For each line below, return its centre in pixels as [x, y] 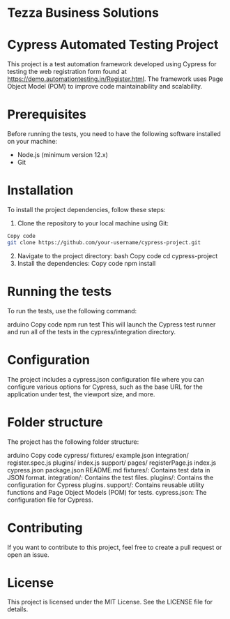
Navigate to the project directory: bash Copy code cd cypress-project [117, 255]
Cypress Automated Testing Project [113, 45]
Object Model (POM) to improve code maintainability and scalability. [105, 87]
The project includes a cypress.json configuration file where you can [106, 379]
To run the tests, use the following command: [72, 311]
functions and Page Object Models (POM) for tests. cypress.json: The [107, 492]
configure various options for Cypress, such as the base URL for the [105, 387]
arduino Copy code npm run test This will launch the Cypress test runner [112, 324]
